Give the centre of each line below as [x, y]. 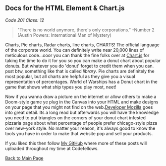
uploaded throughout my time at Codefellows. [52, 148]
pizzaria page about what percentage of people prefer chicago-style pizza [81, 123]
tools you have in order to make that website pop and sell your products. [79, 133]
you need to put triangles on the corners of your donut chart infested [76, 118]
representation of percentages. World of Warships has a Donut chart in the [81, 82]
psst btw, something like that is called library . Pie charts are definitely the [80, 71]
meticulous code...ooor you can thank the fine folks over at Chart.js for [77, 55]
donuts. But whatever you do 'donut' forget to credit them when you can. [80, 66]
